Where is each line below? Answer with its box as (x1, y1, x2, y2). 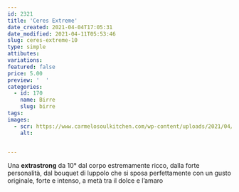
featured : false (7, 63, 55, 70)
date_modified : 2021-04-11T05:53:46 (7, 30, 116, 38)
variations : (7, 57, 43, 64)
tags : (7, 110, 23, 117)
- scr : (14, 122, 33, 130)
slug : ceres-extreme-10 (7, 37, 78, 44)
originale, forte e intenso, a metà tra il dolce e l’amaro (7, 176, 164, 185)
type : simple (7, 43, 46, 50)
